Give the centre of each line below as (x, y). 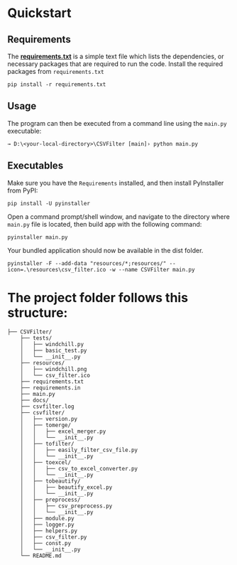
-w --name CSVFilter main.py (152, 269)
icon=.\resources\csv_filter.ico (57, 269)
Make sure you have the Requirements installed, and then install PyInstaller (116, 183)
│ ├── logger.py (47, 524)
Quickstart (40, 13)
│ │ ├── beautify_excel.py (66, 487)
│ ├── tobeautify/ (50, 481)
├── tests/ (36, 338)
